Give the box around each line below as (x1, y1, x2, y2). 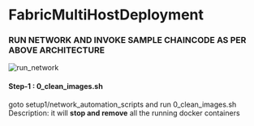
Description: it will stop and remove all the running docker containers (8, 107, 241, 118)
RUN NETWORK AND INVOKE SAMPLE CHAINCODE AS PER (8, 35, 247, 46)
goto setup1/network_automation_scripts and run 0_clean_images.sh (8, 99, 237, 109)
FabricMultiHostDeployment (8, 6, 204, 24)
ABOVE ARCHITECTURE (8, 44, 105, 56)
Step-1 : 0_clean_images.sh (8, 82, 103, 91)
